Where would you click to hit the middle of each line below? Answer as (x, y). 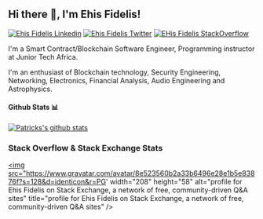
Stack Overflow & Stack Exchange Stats (86, 148)
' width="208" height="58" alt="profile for (174, 182)
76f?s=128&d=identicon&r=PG (57, 182)
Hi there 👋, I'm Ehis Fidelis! (75, 15)
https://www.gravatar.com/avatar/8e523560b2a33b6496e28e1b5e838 (141, 173)
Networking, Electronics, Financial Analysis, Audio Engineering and (117, 80)
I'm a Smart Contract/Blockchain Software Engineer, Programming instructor (131, 49)
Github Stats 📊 (33, 108)
